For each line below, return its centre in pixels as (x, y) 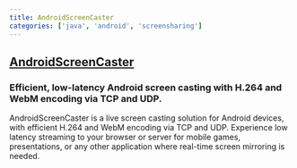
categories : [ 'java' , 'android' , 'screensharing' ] (106, 26)
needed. (25, 156)
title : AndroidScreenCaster (62, 17)
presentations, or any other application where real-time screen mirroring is (147, 147)
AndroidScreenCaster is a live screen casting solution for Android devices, (147, 118)
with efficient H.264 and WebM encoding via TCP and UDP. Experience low (149, 128)
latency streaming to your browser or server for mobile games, (125, 137)
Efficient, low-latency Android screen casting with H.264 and (146, 88)
